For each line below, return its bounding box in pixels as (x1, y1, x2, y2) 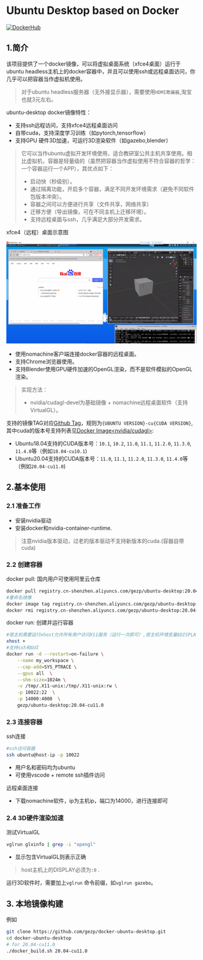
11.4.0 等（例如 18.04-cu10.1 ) (14, 447, 88, 455)
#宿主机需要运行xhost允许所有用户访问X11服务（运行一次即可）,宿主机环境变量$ (6, 632, 180, 638)
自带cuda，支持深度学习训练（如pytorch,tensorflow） (14, 129, 149, 137)
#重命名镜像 (6, 594, 32, 601)
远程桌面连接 (6, 784, 38, 791)
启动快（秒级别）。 (30, 177, 76, 185)
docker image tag (6, 601, 50, 607)
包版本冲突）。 (30, 192, 65, 200)
